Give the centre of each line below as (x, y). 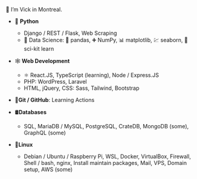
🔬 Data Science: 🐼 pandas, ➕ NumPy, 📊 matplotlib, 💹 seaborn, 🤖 (106, 40)
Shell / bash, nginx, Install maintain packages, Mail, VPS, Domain (105, 163)
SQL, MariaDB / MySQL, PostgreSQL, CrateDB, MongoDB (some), (106, 126)
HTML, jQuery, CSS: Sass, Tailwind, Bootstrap (81, 88)
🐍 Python (27, 21)
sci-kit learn (39, 49)
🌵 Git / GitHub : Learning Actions (54, 100)
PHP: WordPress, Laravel (55, 82)
